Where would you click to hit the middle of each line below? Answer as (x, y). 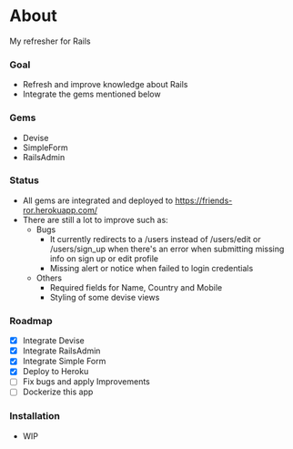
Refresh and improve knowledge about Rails (105, 85)
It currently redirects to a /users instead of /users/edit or (155, 239)
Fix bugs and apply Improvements (86, 382)
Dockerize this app (58, 392)
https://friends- (204, 200)
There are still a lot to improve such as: (95, 219)
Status (24, 180)
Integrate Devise (53, 341)
